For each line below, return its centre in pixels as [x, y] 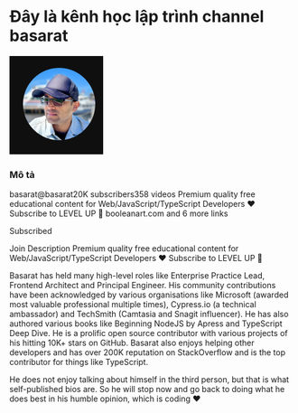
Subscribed [31, 231]
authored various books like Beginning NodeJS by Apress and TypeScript [146, 324]
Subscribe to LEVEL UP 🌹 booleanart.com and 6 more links [119, 213]
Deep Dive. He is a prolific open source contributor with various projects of [149, 333]
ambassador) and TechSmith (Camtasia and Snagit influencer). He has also [149, 314]
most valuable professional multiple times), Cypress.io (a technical [133, 305]
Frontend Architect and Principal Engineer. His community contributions [143, 286]
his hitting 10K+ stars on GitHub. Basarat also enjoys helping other [132, 343]
